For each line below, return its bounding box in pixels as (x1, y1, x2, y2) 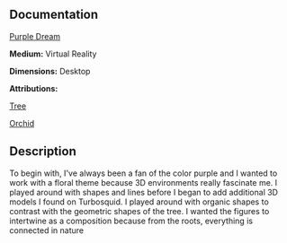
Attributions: (9, 82, 58, 93)
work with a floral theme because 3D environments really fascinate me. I (9, 177, 278, 187)
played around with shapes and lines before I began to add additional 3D (9, 187, 279, 197)
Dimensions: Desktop (9, 65, 91, 76)
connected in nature (9, 224, 85, 236)
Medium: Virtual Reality (9, 48, 97, 59)
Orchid (9, 117, 34, 128)
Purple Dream (9, 30, 61, 41)
